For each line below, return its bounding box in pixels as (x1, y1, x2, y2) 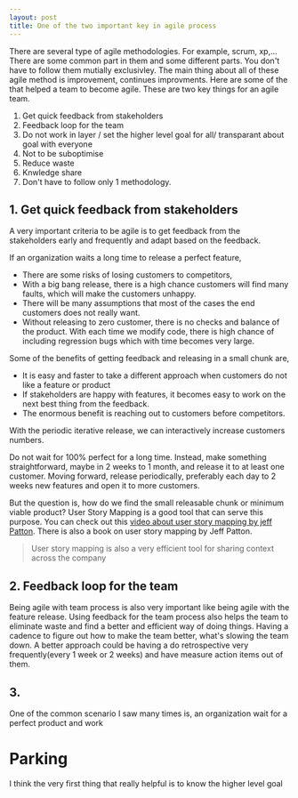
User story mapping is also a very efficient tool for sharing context (30, 544, 274, 554)
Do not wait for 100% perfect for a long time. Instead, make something (9, 452, 267, 463)
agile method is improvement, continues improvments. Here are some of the (9, 74, 288, 85)
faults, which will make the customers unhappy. (21, 288, 197, 299)
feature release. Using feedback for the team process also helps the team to (9, 611, 289, 623)
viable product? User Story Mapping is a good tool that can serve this (9, 507, 264, 518)
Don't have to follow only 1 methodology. (21, 176, 172, 187)
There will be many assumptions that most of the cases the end (21, 298, 255, 309)
